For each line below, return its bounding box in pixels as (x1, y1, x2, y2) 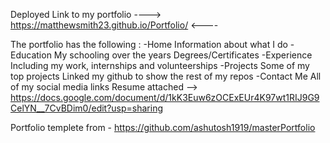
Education (10, 49, 52, 61)
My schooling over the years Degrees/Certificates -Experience (53, 49, 313, 61)
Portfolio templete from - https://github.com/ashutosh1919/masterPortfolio (10, 122, 316, 133)
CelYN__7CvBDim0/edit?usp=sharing (10, 102, 164, 114)
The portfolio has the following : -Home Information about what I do (10, 39, 288, 50)
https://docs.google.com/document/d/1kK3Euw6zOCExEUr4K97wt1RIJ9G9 (10, 92, 320, 103)
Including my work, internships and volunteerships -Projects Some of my (10, 60, 310, 71)
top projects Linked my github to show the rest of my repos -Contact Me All (10, 70, 322, 82)
